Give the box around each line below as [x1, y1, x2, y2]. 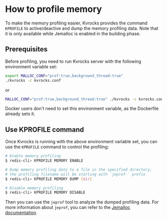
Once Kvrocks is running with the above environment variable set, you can [5, 139, 158, 145]
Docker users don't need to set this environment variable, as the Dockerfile [5, 106, 159, 112]
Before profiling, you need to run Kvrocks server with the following [5, 58, 142, 64]
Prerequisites [5, 45, 48, 53]
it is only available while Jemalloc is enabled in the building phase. [5, 30, 141, 36]
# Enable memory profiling [5, 154, 61, 159]
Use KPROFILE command [5, 125, 84, 134]
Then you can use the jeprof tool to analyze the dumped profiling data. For [5, 199, 159, 205]
